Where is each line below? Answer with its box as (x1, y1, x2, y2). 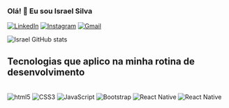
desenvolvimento (7, 66, 85, 78)
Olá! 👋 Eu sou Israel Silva (7, 6, 93, 16)
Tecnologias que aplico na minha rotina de (7, 55, 195, 67)
